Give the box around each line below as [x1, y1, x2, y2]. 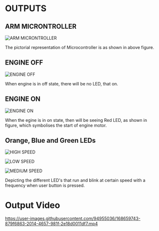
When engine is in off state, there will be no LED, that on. [5, 81, 118, 86]
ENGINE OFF [5, 59, 43, 67]
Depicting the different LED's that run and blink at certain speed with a [5, 178, 145, 183]
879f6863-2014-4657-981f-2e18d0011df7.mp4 [5, 221, 98, 227]
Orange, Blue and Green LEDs [5, 136, 96, 145]
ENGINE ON [5, 95, 41, 103]
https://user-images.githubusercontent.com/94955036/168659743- [5, 215, 141, 221]
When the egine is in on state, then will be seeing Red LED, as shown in [5, 117, 147, 123]
